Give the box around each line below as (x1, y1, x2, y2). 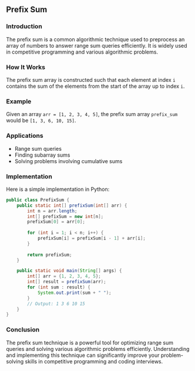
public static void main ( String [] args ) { (16, 268, 122, 274)
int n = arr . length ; (27, 208, 78, 214)
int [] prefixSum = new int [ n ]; (27, 213, 104, 220)
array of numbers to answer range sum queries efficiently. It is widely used (6, 42, 187, 49)
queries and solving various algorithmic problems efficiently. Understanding (6, 345, 190, 352)
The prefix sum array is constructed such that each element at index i (6, 76, 176, 83)
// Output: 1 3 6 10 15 (27, 300, 85, 307)
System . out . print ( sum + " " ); (37, 290, 112, 296)
